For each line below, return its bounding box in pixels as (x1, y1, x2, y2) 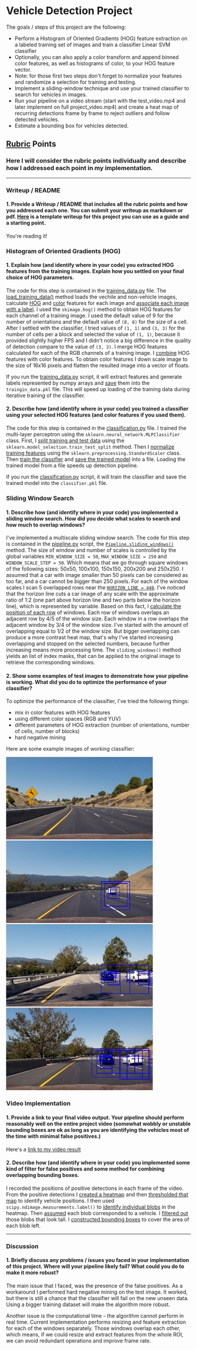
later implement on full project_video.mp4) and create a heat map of (14, 103, 179, 110)
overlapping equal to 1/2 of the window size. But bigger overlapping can (6, 627, 180, 635)
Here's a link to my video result (6, 1145, 81, 1153)
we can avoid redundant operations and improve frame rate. (6, 1337, 151, 1344)
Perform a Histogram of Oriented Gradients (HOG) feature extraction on (14, 35, 188, 42)
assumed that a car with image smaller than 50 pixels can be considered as (6, 572, 188, 579)
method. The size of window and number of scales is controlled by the (6, 547, 176, 554)
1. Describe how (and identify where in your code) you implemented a (6, 508, 179, 515)
